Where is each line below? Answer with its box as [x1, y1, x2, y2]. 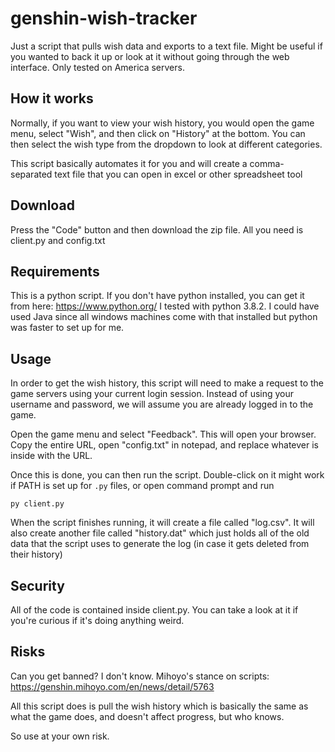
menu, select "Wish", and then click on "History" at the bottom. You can [10, 127, 306, 139]
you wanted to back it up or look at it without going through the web [10, 50, 290, 62]
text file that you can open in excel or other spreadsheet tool [54, 168, 303, 180]
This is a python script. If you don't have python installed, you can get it [10, 290, 305, 302]
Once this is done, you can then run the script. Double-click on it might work [10, 469, 325, 481]
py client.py [10, 499, 65, 509]
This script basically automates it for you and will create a [10, 157, 248, 169]
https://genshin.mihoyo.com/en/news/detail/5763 [10, 680, 215, 692]
